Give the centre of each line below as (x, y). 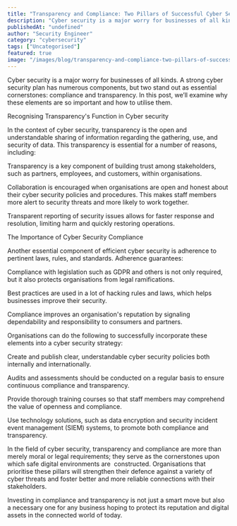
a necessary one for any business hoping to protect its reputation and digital (118, 507)
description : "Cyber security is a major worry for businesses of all (113, 20)
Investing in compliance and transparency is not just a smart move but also (116, 500)
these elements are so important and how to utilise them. (90, 102)
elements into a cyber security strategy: (65, 342)
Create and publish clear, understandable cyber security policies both (109, 357)
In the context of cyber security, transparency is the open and (97, 130)
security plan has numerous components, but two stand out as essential (112, 87)
